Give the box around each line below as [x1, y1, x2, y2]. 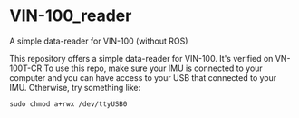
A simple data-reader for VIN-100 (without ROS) [9, 35, 188, 46]
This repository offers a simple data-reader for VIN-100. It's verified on [9, 53, 274, 64]
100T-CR [9, 63, 43, 74]
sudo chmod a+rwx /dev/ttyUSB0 [9, 99, 128, 109]
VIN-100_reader [9, 5, 132, 26]
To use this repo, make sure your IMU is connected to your [43, 63, 263, 74]
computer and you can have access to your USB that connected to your [9, 72, 277, 83]
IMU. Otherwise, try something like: [9, 82, 141, 93]
